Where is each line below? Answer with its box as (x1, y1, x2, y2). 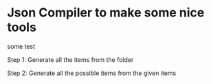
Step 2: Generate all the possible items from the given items (7, 69, 177, 77)
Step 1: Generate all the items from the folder (7, 55, 134, 63)
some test (7, 42, 36, 50)
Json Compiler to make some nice (7, 5, 205, 21)
